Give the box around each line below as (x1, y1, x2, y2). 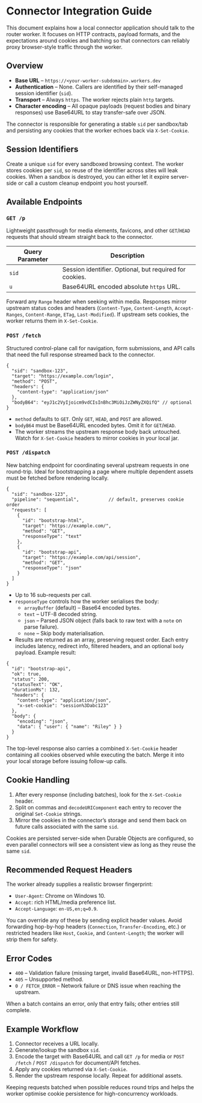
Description (110, 252, 145, 260)
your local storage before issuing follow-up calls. (6, 757, 127, 765)
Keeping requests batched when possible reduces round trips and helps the (6, 1084, 194, 1091)
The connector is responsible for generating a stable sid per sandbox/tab (6, 120, 188, 128)
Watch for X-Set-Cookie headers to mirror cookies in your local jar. (14, 434, 179, 442)
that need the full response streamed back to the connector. (6, 351, 155, 358)
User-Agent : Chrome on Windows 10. (14, 892, 106, 900)
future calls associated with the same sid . (14, 823, 119, 830)
